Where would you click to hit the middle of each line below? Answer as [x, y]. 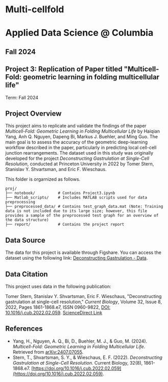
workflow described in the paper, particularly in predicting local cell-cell [81, 147]
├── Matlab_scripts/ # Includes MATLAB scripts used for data [76, 198]
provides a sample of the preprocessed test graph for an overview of [82, 216]
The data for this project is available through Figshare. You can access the [83, 252]
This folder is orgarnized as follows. [43, 179]
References [24, 329]
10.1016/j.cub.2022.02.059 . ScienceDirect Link [54, 313]
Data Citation [27, 274]
